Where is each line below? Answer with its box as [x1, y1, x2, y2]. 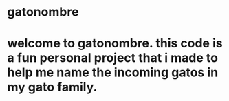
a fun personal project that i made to [7, 50, 219, 66]
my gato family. [7, 80, 98, 95]
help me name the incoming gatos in [7, 65, 219, 80]
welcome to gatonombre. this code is [7, 36, 223, 52]
